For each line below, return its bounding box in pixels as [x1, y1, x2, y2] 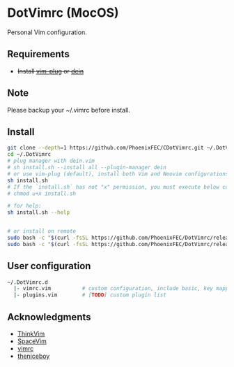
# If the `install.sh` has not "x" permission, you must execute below [7, 183, 219, 190]
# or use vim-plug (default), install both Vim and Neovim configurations [7, 170, 229, 178]
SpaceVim [17, 337, 47, 345]
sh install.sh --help [7, 209, 70, 216]
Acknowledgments [7, 311, 92, 323]
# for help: [7, 203, 42, 210]
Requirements [7, 48, 70, 60]
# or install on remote [7, 228, 77, 235]
